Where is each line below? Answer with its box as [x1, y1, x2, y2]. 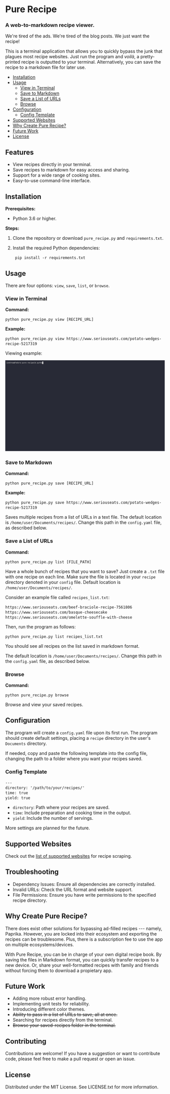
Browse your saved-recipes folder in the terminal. [12, 1022, 116, 1028]
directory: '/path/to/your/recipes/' [5, 785, 85, 790]
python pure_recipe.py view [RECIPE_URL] [5, 317, 94, 322]
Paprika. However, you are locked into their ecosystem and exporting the [5, 931, 157, 937]
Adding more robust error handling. [12, 995, 87, 1001]
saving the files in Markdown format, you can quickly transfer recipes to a [5, 956, 159, 962]
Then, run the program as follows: [5, 623, 76, 629]
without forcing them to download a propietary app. [5, 967, 113, 974]
